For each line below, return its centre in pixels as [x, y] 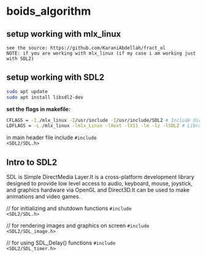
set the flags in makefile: [38, 109]
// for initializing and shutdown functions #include [69, 208]
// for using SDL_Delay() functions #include [61, 243]
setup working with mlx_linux [64, 34]
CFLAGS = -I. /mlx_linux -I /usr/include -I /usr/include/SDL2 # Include [98, 120]
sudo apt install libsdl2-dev [45, 97]
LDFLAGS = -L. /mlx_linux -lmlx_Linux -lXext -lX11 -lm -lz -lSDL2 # [96, 126]
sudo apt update [27, 91]
